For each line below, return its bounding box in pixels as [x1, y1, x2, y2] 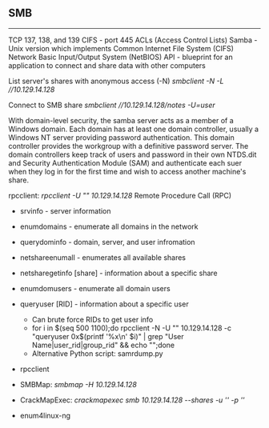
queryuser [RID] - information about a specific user [19, 299, 190, 309]
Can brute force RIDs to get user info [31, 314, 154, 324]
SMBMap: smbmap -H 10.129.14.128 [19, 379, 138, 389]
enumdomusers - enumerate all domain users [19, 283, 171, 293]
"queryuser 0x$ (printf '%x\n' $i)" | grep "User [31, 331, 184, 341]
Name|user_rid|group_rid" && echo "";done [31, 340, 175, 350]
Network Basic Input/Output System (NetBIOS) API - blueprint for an [8, 52, 234, 62]
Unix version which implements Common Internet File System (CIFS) [8, 43, 235, 53]
